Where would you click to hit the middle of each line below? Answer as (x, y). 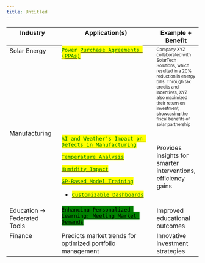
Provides (169, 147)
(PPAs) (71, 56)
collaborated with (174, 55)
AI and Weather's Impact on (102, 139)
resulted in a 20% (174, 71)
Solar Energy (28, 51)
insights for (173, 155)
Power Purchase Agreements (101, 50)
